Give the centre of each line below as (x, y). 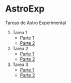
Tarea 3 (20, 64)
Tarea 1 (20, 32)
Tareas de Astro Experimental (36, 23)
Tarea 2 (20, 48)
